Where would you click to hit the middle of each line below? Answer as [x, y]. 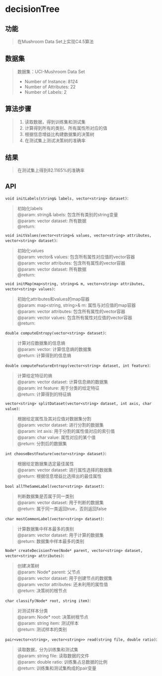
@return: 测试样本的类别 [42, 629]
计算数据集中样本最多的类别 [46, 529]
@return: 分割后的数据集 [42, 444]
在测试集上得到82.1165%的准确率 [51, 170]
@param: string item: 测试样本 [48, 623]
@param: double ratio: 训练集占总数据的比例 [62, 662]
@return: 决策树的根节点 [42, 591]
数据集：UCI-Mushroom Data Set [51, 71]
